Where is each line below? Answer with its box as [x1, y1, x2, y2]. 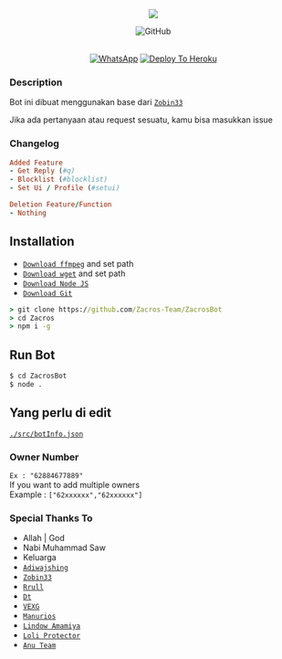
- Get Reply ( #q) [9, 166, 76, 175]
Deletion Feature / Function [9, 200, 112, 209]
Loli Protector [22, 632, 81, 641]
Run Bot [9, 347, 56, 363]
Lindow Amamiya [22, 622, 81, 631]
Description [9, 76, 63, 89]
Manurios [22, 612, 57, 622]
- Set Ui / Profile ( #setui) [9, 184, 120, 193]
